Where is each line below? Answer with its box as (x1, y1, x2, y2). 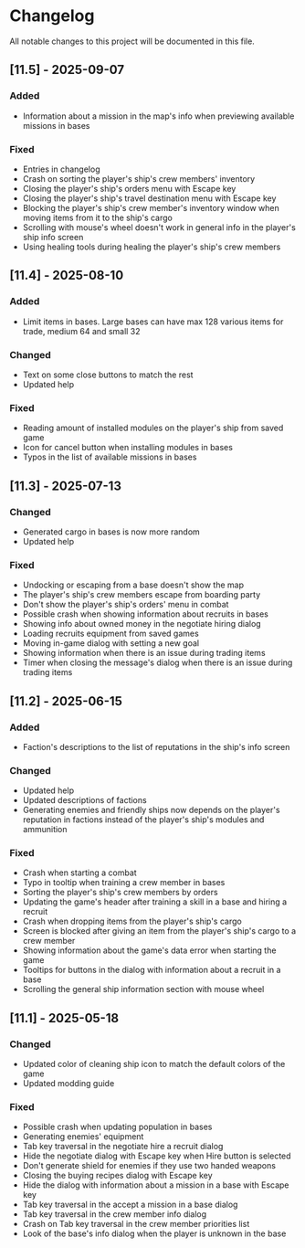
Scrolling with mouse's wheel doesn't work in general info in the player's (22, 221, 297, 233)
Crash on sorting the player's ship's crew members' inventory (22, 173, 256, 184)
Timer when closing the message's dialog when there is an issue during (22, 657, 293, 668)
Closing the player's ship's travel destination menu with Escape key (22, 193, 277, 204)
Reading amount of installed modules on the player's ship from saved (22, 422, 284, 434)
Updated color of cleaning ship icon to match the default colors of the (22, 1059, 286, 1070)
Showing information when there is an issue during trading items (22, 648, 267, 659)
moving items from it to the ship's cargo (22, 212, 174, 223)
